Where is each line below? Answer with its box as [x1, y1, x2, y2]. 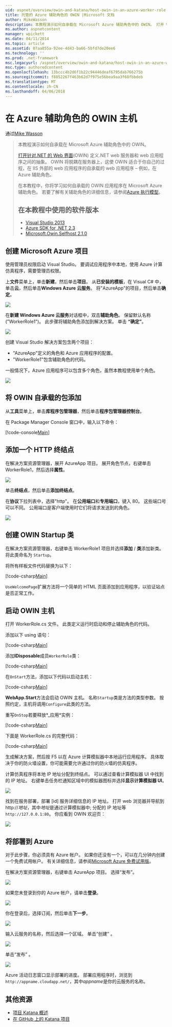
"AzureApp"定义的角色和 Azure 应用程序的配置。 [12, 350, 116, 356]
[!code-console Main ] [5, 429, 50, 435]
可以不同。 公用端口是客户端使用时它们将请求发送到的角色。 [5, 505, 132, 511]
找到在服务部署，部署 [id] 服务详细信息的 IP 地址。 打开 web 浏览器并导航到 [5, 798, 165, 804]
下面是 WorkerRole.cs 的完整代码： [5, 733, 79, 739]
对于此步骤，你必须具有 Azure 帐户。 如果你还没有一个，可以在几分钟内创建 [5, 852, 165, 858]
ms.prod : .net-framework [5, 55, 58, 61]
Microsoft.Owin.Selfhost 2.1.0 [25, 230, 88, 237]
